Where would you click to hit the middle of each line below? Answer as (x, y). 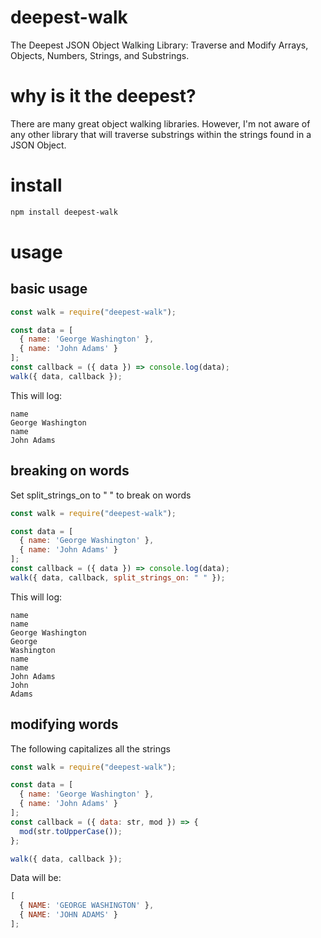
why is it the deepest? (103, 96)
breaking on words (70, 471)
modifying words (64, 724)
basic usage (49, 289)
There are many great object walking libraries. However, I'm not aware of (160, 123)
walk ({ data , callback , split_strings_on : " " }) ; (118, 577)
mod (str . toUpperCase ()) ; (71, 831)
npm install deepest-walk (64, 212)
